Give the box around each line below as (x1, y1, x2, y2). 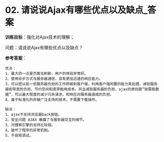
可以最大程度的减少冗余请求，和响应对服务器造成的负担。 (14, 92, 114, 97)
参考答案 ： (5, 55, 27, 61)
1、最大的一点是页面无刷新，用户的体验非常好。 (5, 71, 88, 76)
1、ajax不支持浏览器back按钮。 (5, 112, 62, 117)
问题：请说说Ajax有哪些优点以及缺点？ (5, 44, 83, 50)
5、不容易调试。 (5, 133, 33, 138)
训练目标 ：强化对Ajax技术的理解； (5, 34, 75, 40)
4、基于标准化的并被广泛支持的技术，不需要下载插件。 (5, 97, 99, 102)
